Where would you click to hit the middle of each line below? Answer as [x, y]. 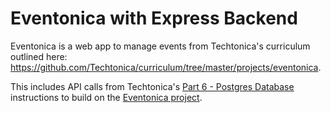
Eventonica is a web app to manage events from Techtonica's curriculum [160, 46]
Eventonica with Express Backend [154, 18]
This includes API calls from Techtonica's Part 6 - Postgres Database [152, 86]
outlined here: [39, 56]
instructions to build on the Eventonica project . [106, 97]
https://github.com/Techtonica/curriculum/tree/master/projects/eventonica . [166, 67]
